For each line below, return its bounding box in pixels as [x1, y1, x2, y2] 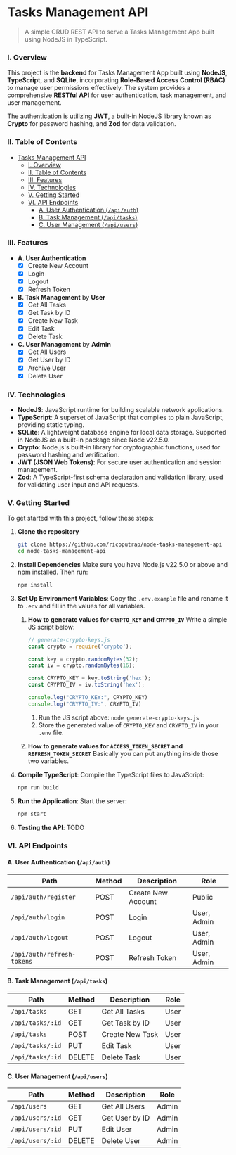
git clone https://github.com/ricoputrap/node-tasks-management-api [17, 541, 223, 549]
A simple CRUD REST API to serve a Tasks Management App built [24, 27, 215, 36]
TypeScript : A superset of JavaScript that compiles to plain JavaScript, [17, 413, 224, 421]
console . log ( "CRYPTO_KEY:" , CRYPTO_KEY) [27, 694, 148, 701]
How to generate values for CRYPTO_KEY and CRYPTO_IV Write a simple [27, 615, 228, 623]
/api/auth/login [11, 913, 65, 921]
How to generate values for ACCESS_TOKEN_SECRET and [27, 741, 183, 750]
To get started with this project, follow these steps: [7, 514, 155, 523]
